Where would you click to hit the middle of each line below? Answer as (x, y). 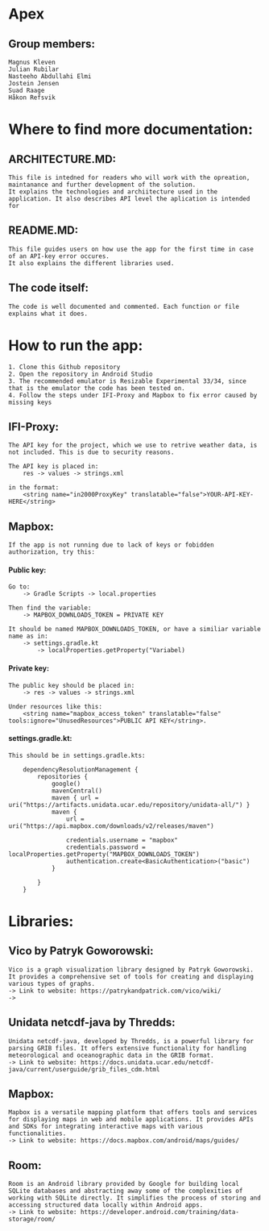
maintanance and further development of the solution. (102, 185)
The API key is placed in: (54, 467)
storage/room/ (32, 1219)
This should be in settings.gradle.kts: (77, 755)
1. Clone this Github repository (64, 367)
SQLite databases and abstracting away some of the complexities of (126, 1191)
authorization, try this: (52, 552)
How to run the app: (76, 345)
